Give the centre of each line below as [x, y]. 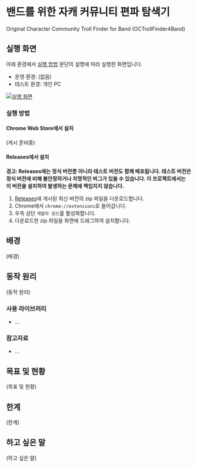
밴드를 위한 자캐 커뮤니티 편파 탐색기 [88, 12]
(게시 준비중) [21, 143]
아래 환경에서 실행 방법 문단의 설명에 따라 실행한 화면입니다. [74, 64]
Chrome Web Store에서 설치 [40, 128]
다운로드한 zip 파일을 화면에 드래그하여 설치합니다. [72, 221]
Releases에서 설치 [28, 157]
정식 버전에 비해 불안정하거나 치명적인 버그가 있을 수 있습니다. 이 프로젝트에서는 [96, 179]
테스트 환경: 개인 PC [38, 84]
